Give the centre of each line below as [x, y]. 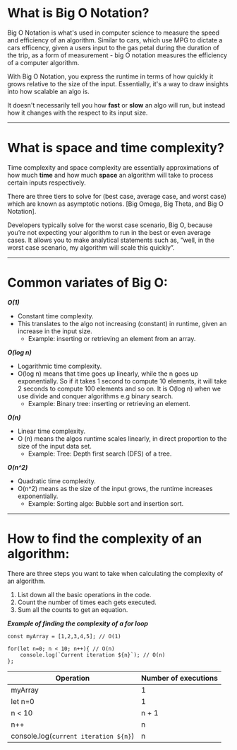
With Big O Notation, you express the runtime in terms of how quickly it [110, 76]
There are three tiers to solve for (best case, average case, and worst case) [117, 196]
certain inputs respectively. [47, 183]
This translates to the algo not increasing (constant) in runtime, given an [122, 323]
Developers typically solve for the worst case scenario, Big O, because [110, 225]
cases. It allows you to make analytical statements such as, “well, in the [111, 240]
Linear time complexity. [51, 431]
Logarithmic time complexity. [60, 366]
